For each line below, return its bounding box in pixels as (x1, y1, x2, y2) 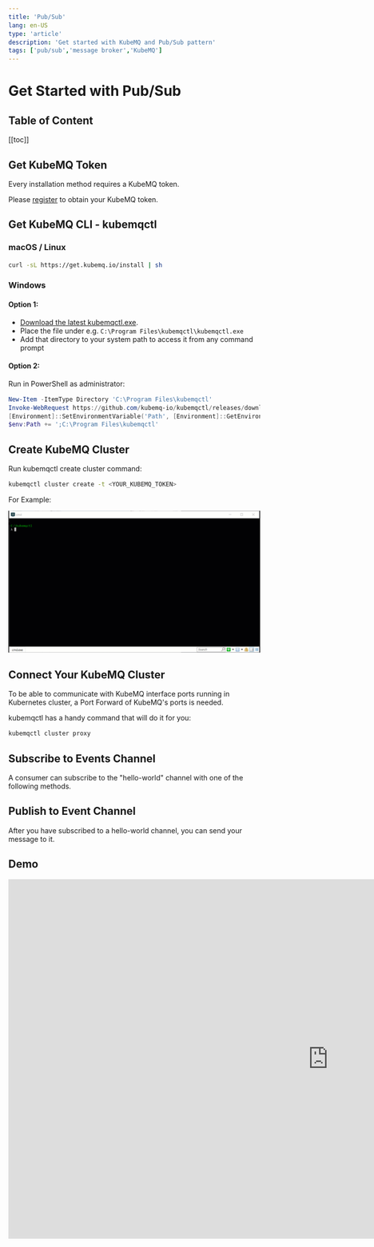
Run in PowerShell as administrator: (8, 379, 125, 388)
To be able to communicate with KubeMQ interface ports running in (8, 689, 230, 699)
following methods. (8, 781, 72, 791)
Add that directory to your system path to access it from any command (19, 334, 253, 344)
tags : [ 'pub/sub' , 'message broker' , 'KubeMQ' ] (8, 46, 162, 55)
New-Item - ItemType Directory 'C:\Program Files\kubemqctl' (8, 395, 213, 403)
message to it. (8, 834, 55, 844)
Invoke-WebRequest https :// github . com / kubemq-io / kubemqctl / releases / (8, 403, 245, 411)
